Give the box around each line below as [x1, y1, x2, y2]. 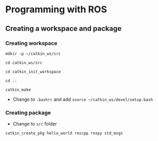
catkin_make [5, 87, 31, 92]
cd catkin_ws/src [5, 60, 43, 65]
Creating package [5, 109, 51, 116]
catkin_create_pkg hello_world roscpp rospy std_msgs [5, 131, 124, 136]
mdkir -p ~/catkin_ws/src [5, 51, 61, 56]
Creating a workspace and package [5, 24, 122, 33]
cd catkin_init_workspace [5, 69, 61, 74]
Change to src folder [12, 121, 57, 127]
